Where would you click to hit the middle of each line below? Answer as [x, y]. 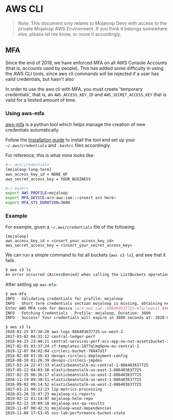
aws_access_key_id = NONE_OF [37, 174]
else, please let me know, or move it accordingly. [70, 34]
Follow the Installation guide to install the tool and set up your [70, 140]
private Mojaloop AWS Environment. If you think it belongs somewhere [93, 28]
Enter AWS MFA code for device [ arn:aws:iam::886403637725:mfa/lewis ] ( [85, 308]
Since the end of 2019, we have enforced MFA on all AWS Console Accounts [86, 63]
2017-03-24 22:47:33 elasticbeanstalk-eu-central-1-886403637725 [77, 366]
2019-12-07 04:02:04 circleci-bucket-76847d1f [56, 351]
